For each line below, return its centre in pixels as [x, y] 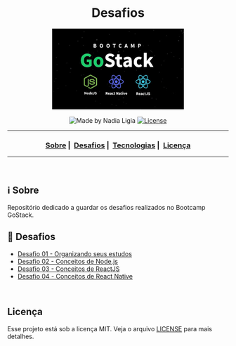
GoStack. [21, 215]
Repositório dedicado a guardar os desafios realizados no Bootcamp [106, 208]
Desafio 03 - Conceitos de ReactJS [68, 269]
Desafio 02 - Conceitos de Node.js [67, 261]
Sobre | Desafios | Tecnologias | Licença [118, 145]
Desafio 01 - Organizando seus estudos [74, 253]
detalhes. [21, 336]
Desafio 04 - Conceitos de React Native [75, 276]
